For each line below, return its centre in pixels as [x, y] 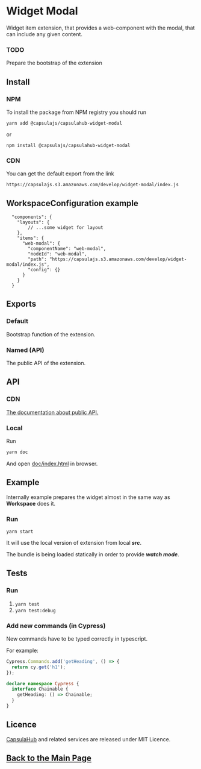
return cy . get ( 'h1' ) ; [39, 667]
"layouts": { [33, 222]
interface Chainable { [40, 689]
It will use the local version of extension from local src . [74, 542]
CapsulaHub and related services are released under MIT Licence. [88, 739]
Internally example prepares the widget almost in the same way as [88, 497]
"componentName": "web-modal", [67, 249]
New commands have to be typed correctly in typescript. [77, 639]
